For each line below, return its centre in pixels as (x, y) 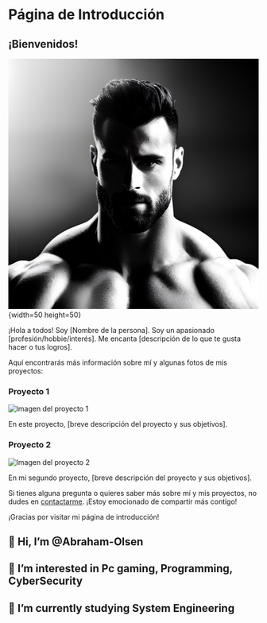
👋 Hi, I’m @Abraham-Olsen (76, 542)
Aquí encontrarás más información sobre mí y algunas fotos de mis (118, 362)
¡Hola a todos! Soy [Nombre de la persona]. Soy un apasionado (111, 330)
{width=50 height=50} (45, 315)
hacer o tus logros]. (41, 347)
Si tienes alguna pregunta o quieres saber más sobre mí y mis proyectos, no (132, 493)
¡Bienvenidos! (43, 44)
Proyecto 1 (29, 391)
